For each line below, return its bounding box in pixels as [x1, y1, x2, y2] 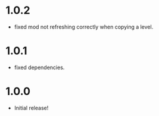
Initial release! [14, 104, 49, 111]
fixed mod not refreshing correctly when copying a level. [14, 23, 154, 30]
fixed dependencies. [14, 64, 65, 71]
